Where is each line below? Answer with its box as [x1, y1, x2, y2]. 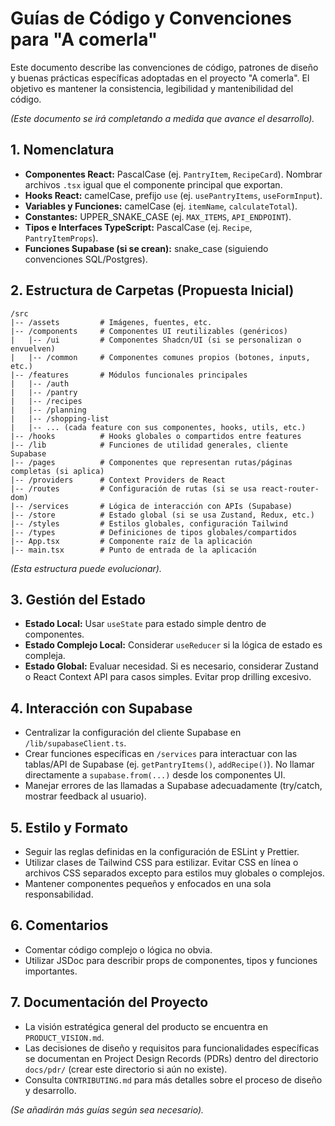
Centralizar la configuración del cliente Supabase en [24, 727, 242, 739]
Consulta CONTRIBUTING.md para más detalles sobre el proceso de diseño [24, 1073, 323, 1086]
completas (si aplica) [10, 466, 105, 476]
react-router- [260, 483, 320, 494]
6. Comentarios [10, 917, 109, 934]
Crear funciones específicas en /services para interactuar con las [24, 748, 298, 760]
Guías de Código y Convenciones [10, 7, 292, 30]
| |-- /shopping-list [10, 413, 110, 424]
